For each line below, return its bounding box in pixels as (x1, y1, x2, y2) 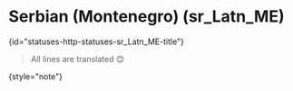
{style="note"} (8, 70, 63, 82)
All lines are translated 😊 (30, 53, 125, 64)
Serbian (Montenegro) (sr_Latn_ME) (8, 6, 285, 27)
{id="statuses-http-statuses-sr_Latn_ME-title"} (8, 36, 185, 47)
